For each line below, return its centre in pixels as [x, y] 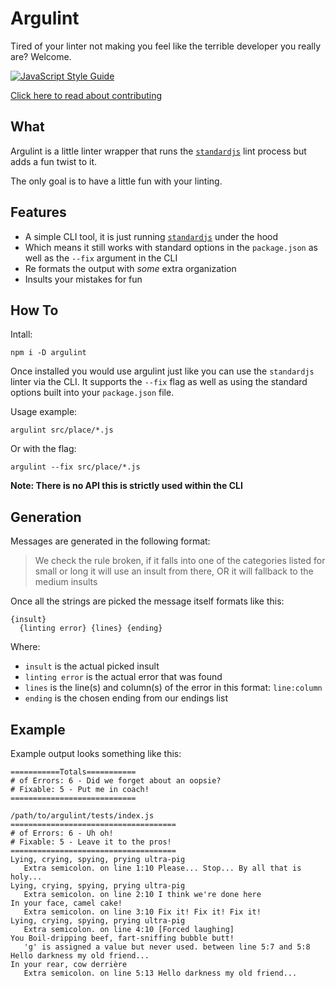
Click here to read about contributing [86, 95]
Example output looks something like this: [96, 753]
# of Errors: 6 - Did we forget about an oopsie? [116, 781]
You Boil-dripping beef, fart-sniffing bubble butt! [122, 938]
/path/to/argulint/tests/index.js [82, 816]
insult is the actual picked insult [92, 666]
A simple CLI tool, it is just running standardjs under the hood [151, 236]
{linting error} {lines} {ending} [91, 628]
